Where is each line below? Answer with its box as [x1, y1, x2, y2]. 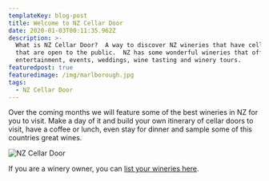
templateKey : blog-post [8, 11, 88, 20]
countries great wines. [8, 133, 82, 143]
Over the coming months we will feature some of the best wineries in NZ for [8, 108, 259, 117]
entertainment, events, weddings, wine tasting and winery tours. [15, 57, 242, 65]
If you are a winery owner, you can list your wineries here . [8, 164, 199, 174]
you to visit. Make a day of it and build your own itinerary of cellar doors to [8, 116, 254, 126]
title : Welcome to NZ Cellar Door [8, 19, 124, 27]
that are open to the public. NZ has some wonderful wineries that [15, 49, 249, 57]
